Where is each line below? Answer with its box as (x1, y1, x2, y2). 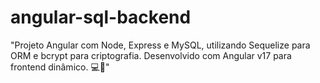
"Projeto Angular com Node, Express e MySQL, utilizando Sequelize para (10, 39, 311, 51)
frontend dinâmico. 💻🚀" (10, 61, 110, 73)
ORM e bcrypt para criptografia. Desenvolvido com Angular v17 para (10, 49, 292, 61)
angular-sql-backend (10, 6, 192, 29)
